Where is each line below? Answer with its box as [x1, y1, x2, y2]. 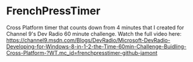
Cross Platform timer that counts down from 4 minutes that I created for [6, 24, 185, 31]
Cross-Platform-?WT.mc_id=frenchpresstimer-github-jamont [6, 49, 158, 56]
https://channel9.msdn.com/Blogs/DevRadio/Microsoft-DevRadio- [6, 36, 171, 44]
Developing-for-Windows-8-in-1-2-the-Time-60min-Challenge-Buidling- [6, 43, 187, 50]
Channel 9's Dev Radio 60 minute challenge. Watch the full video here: [6, 30, 182, 37]
